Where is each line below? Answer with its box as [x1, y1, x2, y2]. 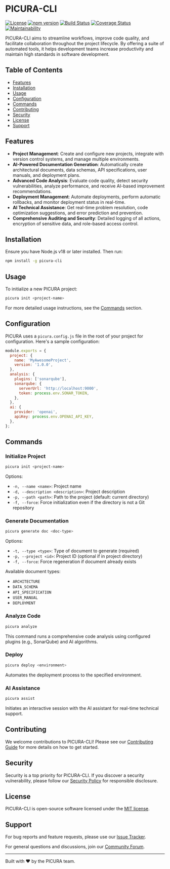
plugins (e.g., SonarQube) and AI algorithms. [5, 638, 98, 645]
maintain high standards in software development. [5, 51, 110, 57]
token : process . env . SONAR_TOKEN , [18, 391, 90, 396]
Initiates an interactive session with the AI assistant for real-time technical [5, 705, 159, 711]
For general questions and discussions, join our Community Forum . [5, 844, 145, 850]
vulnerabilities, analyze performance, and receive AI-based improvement [12, 183, 165, 189]
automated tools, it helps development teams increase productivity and [5, 46, 153, 52]
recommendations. [12, 188, 52, 194]
